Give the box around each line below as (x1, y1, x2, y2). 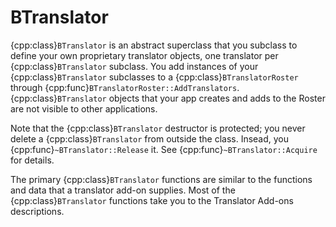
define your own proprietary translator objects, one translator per (10, 49, 279, 61)
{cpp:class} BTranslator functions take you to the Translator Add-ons (10, 194, 294, 206)
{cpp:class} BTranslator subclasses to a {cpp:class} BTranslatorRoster (10, 71, 299, 83)
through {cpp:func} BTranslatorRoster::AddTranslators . (10, 81, 240, 93)
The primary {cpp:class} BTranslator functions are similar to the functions (10, 173, 313, 185)
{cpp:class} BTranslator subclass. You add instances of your (10, 60, 259, 72)
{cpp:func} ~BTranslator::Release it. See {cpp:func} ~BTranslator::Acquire (10, 143, 318, 155)
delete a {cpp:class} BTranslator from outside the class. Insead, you (10, 132, 290, 145)
